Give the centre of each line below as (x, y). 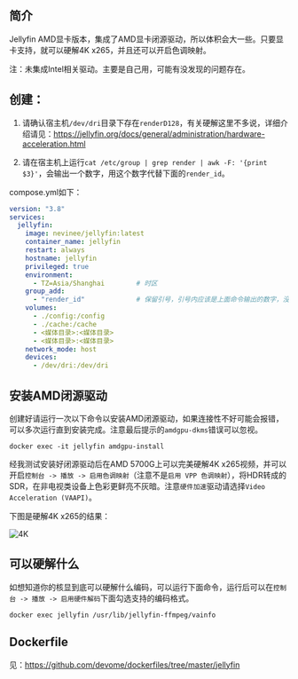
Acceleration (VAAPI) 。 (53, 497)
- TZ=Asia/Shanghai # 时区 (95, 283)
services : (27, 217)
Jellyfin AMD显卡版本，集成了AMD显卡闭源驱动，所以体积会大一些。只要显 (146, 39)
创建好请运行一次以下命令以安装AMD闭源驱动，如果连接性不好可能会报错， (146, 418)
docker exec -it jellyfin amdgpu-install (87, 446)
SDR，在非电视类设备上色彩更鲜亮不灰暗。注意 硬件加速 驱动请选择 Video (137, 486)
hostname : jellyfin (61, 258)
